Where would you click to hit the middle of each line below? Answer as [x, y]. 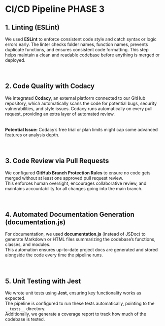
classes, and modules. [28, 244]
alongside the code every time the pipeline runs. [54, 255]
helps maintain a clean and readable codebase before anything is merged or [82, 55]
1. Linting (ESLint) [33, 27]
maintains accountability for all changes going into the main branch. [74, 188]
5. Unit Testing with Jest [43, 281]
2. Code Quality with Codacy [50, 86]
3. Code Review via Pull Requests [57, 161]
